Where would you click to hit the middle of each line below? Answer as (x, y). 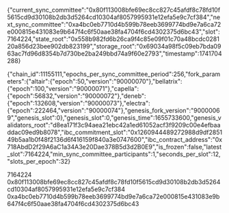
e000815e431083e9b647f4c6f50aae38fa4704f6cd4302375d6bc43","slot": (113, 32)
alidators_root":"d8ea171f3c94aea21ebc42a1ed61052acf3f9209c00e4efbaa (114, 125)
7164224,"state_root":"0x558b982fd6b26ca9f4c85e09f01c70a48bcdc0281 (113, 39)
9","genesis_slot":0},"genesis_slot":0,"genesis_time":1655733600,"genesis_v (114, 118)
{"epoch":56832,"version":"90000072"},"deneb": (77, 96)
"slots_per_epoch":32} (39, 161)
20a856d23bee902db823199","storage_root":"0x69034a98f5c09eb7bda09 (114, 46)
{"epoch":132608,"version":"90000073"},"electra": (79, 103)
